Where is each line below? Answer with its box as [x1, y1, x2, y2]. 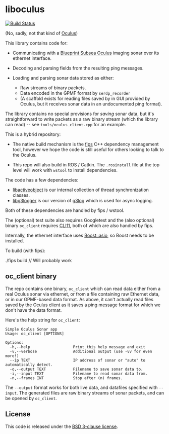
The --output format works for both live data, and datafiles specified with [5, 384, 158, 390]
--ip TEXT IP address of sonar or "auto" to [10, 357, 145, 363]
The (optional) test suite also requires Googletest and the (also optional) [5, 217, 155, 223]
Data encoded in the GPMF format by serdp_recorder [20, 90, 131, 96]
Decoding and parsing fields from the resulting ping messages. [12, 65, 144, 71]
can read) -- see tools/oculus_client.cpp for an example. [5, 121, 126, 127]
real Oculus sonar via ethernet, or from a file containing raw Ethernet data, [5, 291, 160, 297]
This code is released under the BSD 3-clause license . [5, 423, 119, 429]
